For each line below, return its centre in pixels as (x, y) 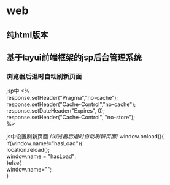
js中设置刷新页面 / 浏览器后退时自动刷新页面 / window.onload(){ (85, 137)
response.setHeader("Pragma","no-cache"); (62, 98)
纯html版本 (27, 35)
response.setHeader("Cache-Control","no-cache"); (71, 104)
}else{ (14, 163)
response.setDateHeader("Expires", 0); (56, 111)
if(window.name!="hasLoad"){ (44, 143)
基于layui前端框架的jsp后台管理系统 (74, 57)
